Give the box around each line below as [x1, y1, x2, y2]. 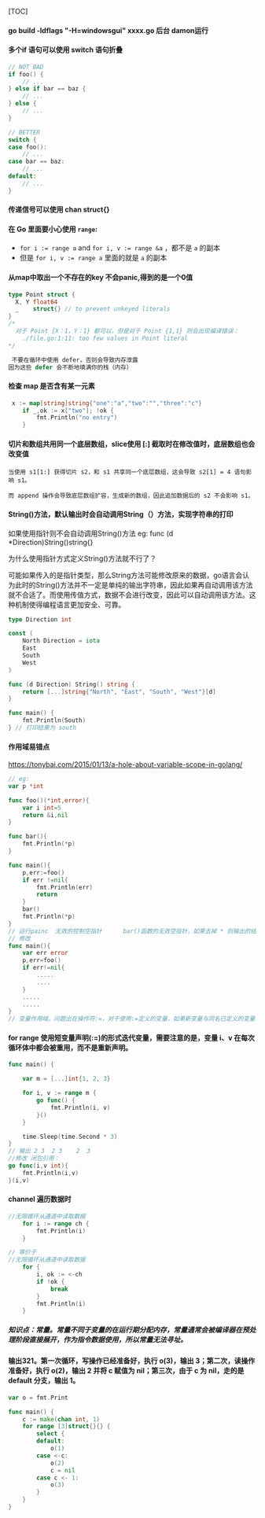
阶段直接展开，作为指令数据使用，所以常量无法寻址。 [14, 1335, 187, 1344]
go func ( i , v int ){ [8, 1162, 68, 1170]
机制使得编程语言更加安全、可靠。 [14, 599, 126, 609]
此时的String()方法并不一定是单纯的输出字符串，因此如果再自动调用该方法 [14, 580, 253, 589]
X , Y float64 [15, 298, 58, 306]
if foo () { [8, 70, 44, 78]
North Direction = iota [22, 637, 101, 645]
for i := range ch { [22, 1219, 90, 1228]
